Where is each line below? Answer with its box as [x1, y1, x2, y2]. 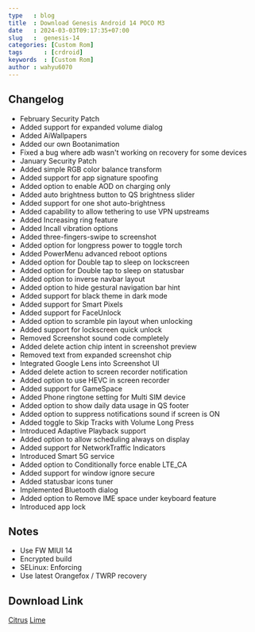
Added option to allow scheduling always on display [19, 434, 191, 444]
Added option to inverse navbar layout [19, 274, 145, 283]
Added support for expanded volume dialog [19, 122, 163, 132]
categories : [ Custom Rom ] [8, 41, 94, 49]
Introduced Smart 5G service [19, 451, 115, 461]
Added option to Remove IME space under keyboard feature [19, 493, 217, 503]
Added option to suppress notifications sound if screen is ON [19, 409, 220, 418]
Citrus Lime [8, 615, 46, 625]
